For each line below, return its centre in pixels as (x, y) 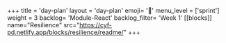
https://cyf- (96, 25)
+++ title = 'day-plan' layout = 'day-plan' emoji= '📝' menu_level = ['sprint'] (113, 11)
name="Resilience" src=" (43, 25)
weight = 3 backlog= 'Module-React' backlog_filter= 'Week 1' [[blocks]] (110, 18)
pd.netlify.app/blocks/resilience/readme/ (65, 32)
